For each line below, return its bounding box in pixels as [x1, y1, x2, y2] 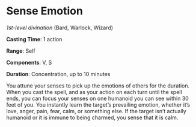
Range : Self [6, 47, 35, 55]
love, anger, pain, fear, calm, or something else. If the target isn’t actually [6, 107, 186, 114]
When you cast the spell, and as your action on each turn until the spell [6, 88, 182, 95]
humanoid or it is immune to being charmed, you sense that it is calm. [6, 114, 179, 121]
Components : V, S [6, 59, 52, 66]
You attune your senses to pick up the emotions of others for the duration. [6, 82, 190, 89]
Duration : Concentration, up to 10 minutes [6, 70, 111, 77]
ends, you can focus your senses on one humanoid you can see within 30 [6, 95, 189, 102]
